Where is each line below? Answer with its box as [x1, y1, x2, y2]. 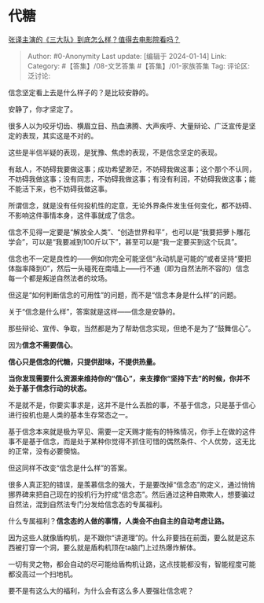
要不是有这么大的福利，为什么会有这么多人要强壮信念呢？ [8, 586, 194, 595]
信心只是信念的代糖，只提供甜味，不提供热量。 [8, 357, 159, 366]
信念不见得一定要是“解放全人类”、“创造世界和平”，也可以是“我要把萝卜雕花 [8, 227, 251, 237]
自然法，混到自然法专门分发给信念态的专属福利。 [8, 499, 167, 509]
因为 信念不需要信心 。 [8, 340, 77, 350]
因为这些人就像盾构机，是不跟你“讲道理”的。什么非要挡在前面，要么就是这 [8, 532, 249, 542]
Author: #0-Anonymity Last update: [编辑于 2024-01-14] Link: [27, 51, 227, 61]
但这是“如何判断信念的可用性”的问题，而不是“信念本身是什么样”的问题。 [8, 290, 241, 300]
